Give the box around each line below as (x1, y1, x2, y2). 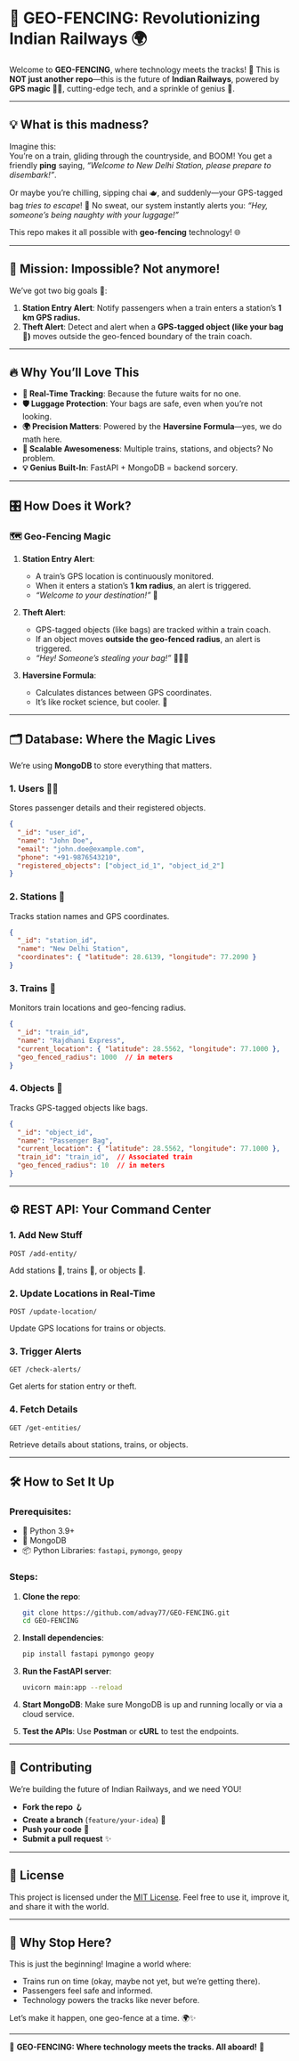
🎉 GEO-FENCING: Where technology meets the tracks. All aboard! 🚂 (9, 2041, 265, 2052)
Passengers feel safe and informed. (21, 1985, 153, 1996)
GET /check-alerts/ (9, 1365, 82, 1374)
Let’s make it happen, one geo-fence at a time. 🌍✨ (9, 2013, 197, 2024)
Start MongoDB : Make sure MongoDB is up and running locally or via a (21, 1699, 283, 1709)
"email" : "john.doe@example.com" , (17, 844, 145, 853)
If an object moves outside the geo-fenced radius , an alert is (35, 634, 261, 645)
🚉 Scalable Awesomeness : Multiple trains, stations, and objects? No (21, 444, 274, 454)
